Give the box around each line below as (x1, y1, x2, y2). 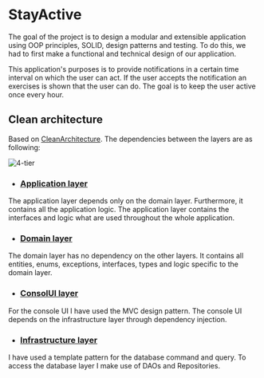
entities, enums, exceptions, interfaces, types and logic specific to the (8, 259, 239, 269)
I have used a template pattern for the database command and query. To (8, 352, 246, 362)
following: (8, 142, 41, 152)
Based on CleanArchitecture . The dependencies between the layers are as (8, 134, 253, 144)
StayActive (8, 6, 82, 24)
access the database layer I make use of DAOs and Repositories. (8, 360, 221, 370)
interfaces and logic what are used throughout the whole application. (8, 213, 235, 222)
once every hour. (8, 89, 65, 99)
